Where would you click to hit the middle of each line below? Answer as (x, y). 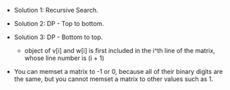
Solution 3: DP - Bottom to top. (58, 37)
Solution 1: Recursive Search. (56, 10)
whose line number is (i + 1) (64, 58)
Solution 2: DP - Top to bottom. (59, 23)
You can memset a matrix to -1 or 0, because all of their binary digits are (118, 72)
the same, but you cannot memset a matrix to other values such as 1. (114, 79)
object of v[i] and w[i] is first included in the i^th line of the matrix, (120, 51)
